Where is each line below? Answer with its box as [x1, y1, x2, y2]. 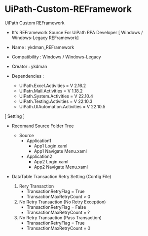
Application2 [26, 153, 53, 159]
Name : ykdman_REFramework [11, 44, 74, 50]
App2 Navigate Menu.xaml [34, 164, 88, 170]
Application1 [26, 138, 51, 143]
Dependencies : [11, 73, 44, 79]
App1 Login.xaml [34, 142, 68, 149]
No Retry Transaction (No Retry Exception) [19, 199, 106, 205]
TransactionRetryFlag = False [26, 204, 86, 210]
